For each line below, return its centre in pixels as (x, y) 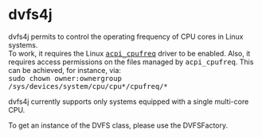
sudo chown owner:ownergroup (65, 78)
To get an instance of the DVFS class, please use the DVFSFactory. (118, 125)
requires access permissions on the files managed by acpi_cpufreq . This (131, 62)
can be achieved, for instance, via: (65, 70)
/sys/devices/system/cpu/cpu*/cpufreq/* (88, 86)
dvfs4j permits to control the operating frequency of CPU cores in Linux (126, 36)
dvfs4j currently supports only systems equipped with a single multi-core (129, 102)
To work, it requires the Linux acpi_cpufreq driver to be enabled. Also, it (129, 53)
